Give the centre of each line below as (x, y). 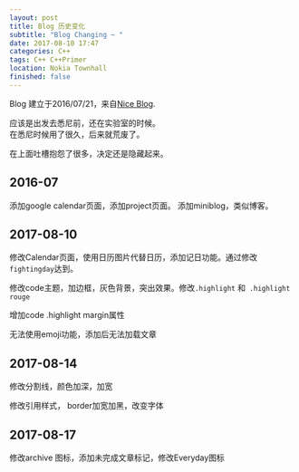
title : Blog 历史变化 (48, 26)
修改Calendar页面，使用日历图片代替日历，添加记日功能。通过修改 (134, 257)
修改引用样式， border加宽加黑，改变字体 (87, 406)
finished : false (40, 77)
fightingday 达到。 (44, 269)
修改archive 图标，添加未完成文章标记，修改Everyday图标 (117, 458)
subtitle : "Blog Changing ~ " (67, 34)
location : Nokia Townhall (58, 69)
